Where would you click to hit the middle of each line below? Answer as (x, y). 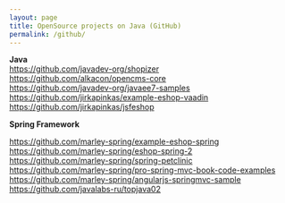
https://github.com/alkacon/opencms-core (88, 79)
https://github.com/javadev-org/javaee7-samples (100, 88)
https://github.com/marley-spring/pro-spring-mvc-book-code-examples (142, 170)
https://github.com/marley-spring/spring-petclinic (101, 161)
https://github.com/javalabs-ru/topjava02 (85, 190)
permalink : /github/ (48, 34)
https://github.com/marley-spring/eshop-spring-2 (101, 151)
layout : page (34, 17)
